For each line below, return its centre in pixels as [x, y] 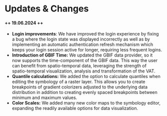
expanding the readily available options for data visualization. [75, 108]
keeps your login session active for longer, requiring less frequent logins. [87, 50]
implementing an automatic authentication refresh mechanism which [82, 44]
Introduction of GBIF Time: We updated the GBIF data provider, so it [82, 55]
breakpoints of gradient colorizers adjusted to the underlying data [80, 87]
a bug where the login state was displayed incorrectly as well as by [81, 39]
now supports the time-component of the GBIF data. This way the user [85, 60]
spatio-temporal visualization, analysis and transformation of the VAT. [83, 71]
